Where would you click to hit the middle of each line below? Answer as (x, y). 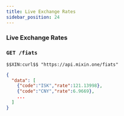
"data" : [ (24, 80)
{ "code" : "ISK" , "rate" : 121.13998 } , (60, 86)
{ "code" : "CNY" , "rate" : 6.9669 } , (56, 91)
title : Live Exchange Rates (41, 12)
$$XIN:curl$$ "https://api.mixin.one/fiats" (62, 65)
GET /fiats (22, 53)
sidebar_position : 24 (33, 17)
